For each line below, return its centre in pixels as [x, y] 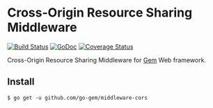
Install [21, 82]
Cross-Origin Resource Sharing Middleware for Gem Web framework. [107, 60]
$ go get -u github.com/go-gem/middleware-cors [78, 98]
